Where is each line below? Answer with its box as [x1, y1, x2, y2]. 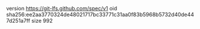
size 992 [31, 17, 53, 24]
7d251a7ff [6, 17, 30, 24]
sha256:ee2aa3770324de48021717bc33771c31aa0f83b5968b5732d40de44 [6, 11, 195, 18]
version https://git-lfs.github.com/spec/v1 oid [6, 5, 118, 12]
